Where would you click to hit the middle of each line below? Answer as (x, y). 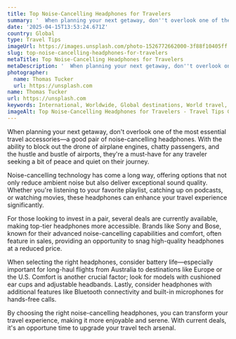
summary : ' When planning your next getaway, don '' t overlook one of (113, 20)
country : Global (31, 33)
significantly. (26, 205)
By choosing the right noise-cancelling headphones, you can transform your (118, 312)
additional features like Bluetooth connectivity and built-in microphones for (116, 291)
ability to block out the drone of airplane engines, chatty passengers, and (113, 146)
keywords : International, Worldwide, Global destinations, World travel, (118, 105)
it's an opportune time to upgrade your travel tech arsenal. (92, 328)
